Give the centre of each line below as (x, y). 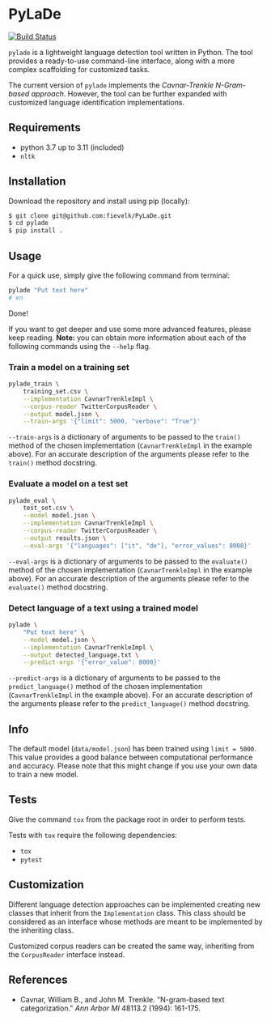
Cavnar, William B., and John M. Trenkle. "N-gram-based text (122, 999)
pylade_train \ (34, 384)
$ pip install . (36, 231)
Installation (37, 182)
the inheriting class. (41, 930)
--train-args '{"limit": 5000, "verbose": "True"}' (112, 422)
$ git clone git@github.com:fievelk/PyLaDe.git (90, 215)
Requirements (44, 128)
